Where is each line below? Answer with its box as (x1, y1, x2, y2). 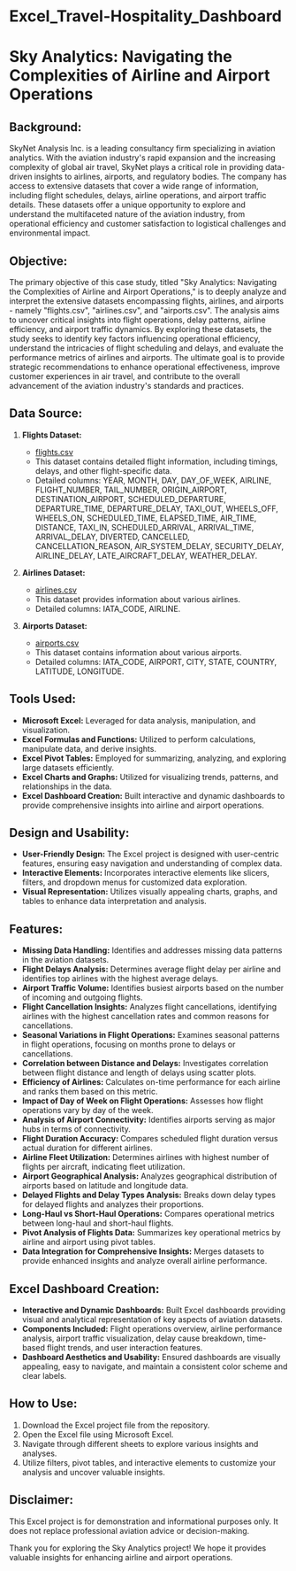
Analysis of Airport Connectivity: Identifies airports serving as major (21, 1114, 276, 1126)
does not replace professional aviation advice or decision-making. (9, 1525, 250, 1536)
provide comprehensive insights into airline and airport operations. (21, 800, 265, 810)
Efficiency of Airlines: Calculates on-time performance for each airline (21, 1077, 281, 1087)
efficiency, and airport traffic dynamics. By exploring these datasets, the (9, 324, 272, 334)
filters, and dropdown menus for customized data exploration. (21, 877, 247, 887)
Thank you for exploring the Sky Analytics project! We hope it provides (9, 1543, 267, 1553)
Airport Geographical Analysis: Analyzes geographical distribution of (21, 1171, 277, 1181)
